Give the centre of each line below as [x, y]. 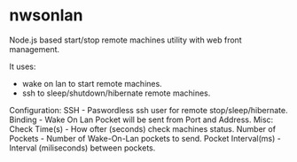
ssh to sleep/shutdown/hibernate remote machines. [116, 93]
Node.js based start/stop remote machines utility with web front [125, 40]
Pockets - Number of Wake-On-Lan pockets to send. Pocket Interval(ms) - [145, 138]
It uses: [23, 66]
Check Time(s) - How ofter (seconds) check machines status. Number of [143, 128]
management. [35, 49]
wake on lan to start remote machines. [92, 83]
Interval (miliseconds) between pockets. [82, 148]
